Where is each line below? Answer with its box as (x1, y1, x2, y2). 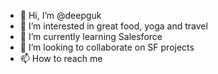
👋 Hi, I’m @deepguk (19, 10, 102, 21)
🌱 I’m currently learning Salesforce (19, 31, 163, 42)
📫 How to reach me (19, 53, 103, 64)
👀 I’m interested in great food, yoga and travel (19, 20, 208, 32)
